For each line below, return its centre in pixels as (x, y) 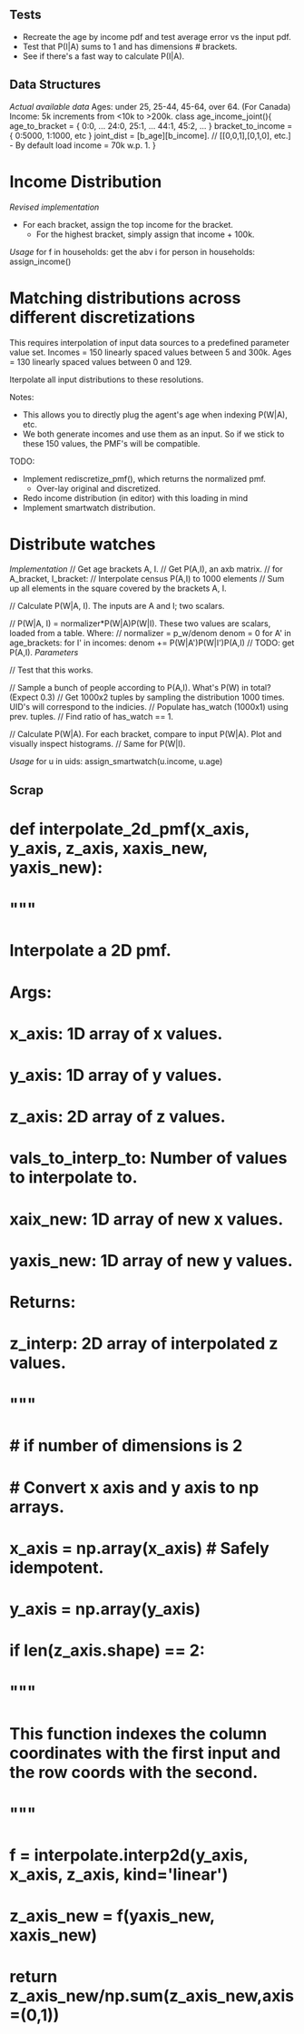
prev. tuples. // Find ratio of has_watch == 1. (92, 717)
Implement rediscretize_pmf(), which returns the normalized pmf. (144, 478)
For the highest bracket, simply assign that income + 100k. (145, 234)
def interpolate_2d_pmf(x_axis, (129, 829)
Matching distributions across (125, 298)
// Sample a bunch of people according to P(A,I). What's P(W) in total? (140, 688)
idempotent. (57, 1567)
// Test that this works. (51, 670)
